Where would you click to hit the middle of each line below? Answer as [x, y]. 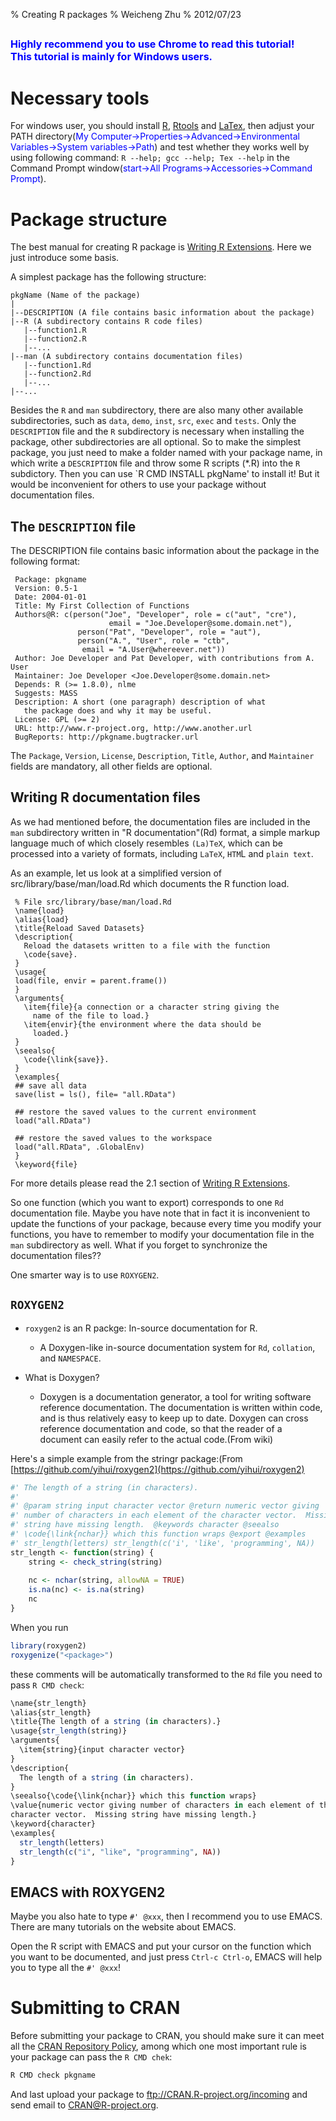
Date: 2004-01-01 [50, 597]
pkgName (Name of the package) [75, 295]
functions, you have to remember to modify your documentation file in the [162, 1234]
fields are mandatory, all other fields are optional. [111, 766]
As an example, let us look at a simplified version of [116, 873]
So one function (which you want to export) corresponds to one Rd [147, 1202]
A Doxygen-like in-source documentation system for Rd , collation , [177, 1347]
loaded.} [51, 1033]
